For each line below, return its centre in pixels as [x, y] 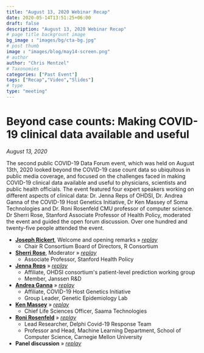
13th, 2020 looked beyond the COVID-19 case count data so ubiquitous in [98, 169]
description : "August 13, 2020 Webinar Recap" [66, 29]
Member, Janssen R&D [53, 279]
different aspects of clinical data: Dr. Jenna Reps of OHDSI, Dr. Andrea [94, 195]
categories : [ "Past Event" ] [42, 74]
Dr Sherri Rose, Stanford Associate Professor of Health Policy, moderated [98, 215]
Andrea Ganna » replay [45, 285]
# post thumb [23, 46]
